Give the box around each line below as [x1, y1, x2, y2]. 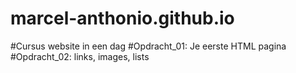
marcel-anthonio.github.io [10, 7, 235, 30]
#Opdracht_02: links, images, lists [10, 50, 150, 62]
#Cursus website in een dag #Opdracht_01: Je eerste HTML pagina [10, 40, 287, 52]
